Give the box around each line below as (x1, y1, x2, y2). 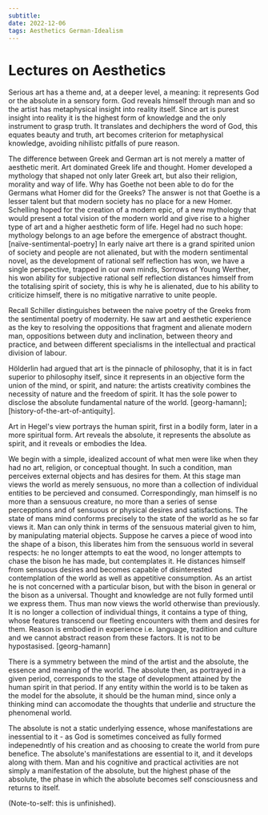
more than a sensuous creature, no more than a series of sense (8, 497, 218, 507)
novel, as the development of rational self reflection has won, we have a (8, 256, 246, 266)
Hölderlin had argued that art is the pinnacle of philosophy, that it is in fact (8, 363, 253, 373)
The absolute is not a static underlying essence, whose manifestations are (8, 724, 254, 733)
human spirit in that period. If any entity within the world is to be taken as (8, 682, 249, 693)
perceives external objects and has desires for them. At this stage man (8, 472, 242, 481)
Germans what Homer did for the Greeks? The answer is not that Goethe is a (8, 188, 261, 198)
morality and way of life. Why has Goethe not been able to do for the (8, 179, 234, 189)
